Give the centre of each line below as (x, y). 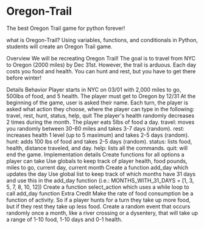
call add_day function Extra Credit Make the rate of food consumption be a (100, 193)
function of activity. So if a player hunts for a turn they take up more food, (98, 200)
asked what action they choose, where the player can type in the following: (100, 109)
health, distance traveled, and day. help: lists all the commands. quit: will (97, 148)
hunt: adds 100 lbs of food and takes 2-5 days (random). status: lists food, (99, 141)
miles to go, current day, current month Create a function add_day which (97, 167)
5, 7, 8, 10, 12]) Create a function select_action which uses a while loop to (98, 187)
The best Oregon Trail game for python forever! (66, 28)
